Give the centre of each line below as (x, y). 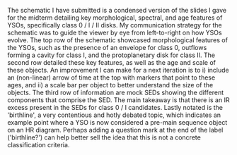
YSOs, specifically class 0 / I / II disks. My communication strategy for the (115, 25)
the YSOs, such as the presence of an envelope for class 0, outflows (107, 48)
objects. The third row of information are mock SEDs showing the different (116, 92)
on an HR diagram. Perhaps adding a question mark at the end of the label (115, 130)
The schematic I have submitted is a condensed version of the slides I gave (117, 10)
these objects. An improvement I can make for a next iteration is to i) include (118, 70)
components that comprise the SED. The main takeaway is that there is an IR (118, 100)
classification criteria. (39, 145)
